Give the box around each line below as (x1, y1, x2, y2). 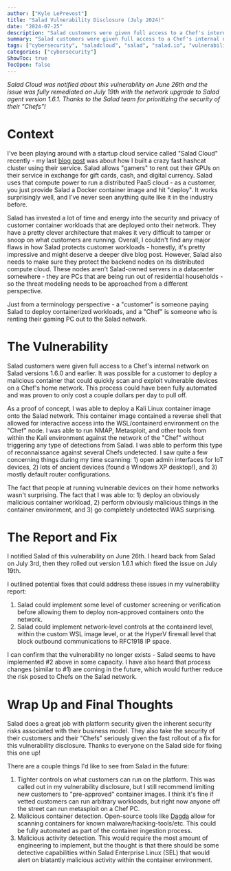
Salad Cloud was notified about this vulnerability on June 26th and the (7, 80, 208, 88)
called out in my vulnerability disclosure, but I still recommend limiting (16, 783, 214, 791)
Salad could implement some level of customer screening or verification (16, 600, 221, 609)
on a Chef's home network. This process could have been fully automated (7, 384, 217, 392)
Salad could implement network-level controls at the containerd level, (16, 622, 214, 631)
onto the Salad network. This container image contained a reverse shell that (7, 411, 222, 420)
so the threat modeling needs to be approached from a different (7, 280, 188, 288)
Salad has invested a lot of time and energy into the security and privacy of (7, 213, 220, 222)
